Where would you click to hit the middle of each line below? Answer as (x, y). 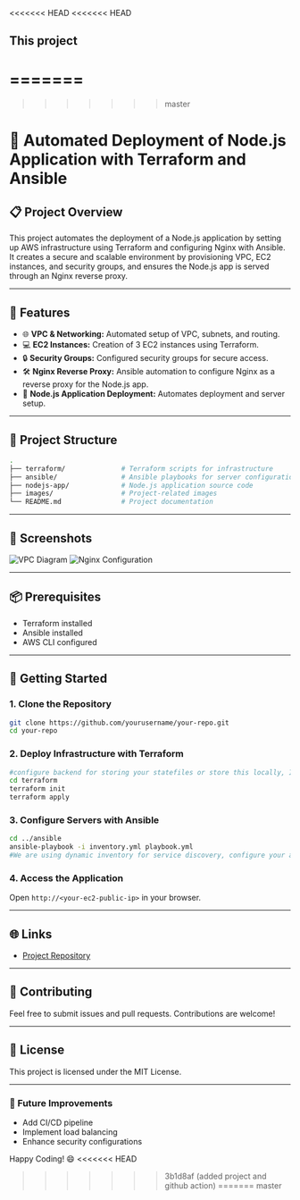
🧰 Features (40, 312)
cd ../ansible (36, 839)
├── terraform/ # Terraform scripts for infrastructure (142, 468)
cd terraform (33, 781)
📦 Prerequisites (55, 597)
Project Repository (56, 956)
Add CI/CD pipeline (58, 1123)
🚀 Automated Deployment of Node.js (148, 140)
